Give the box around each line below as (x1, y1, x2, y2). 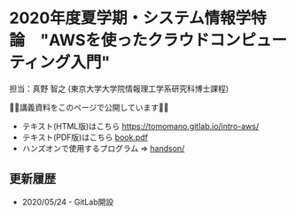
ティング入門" (9, 52, 111, 73)
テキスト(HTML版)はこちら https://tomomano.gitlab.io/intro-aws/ (21, 120, 260, 131)
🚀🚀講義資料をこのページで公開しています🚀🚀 (9, 102, 170, 112)
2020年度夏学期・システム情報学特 (9, 8, 268, 28)
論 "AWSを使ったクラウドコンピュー (9, 30, 288, 50)
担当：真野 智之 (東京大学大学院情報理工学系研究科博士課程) (9, 83, 229, 94)
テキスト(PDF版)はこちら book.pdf (21, 132, 149, 142)
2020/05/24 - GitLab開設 (21, 196, 114, 207)
